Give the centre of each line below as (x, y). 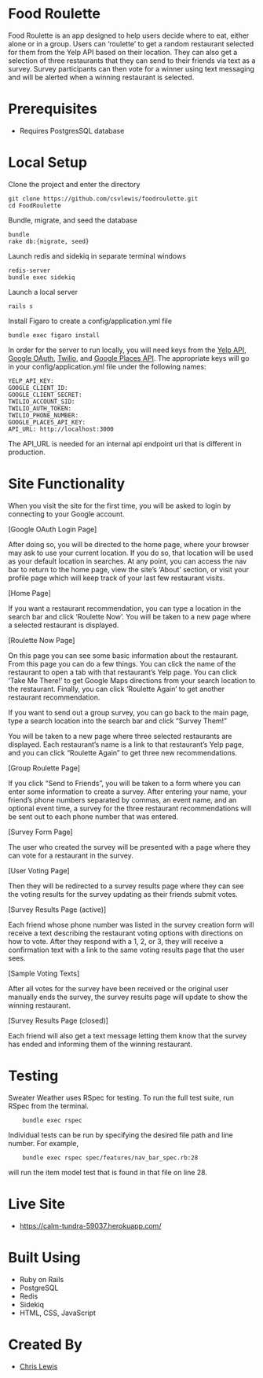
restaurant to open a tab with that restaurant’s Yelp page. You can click (122, 672)
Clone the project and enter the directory (74, 184)
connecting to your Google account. (66, 514)
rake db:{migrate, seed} (49, 241)
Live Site (37, 1204)
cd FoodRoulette (35, 205)
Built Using (44, 1257)
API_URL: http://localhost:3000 (61, 429)
